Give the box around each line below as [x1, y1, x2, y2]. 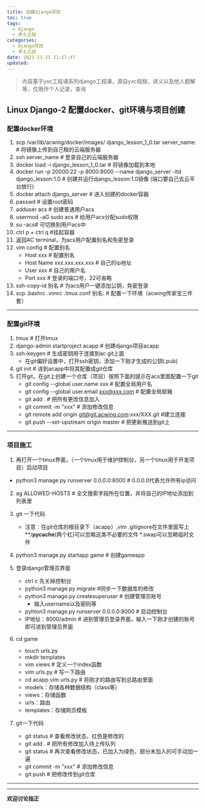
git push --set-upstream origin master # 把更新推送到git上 [24, 418, 170, 426]
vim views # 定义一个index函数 [24, 660, 102, 668]
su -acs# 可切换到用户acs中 [15, 221, 86, 229]
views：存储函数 [24, 691, 66, 698]
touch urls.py [24, 647, 58, 654]
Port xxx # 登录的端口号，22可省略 [24, 274, 112, 282]
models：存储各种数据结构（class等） [24, 684, 120, 691]
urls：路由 [24, 699, 51, 706]
